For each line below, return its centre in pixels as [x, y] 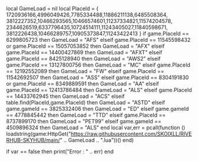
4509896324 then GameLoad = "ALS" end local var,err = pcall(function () [96, 127]
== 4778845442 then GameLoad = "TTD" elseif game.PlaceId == [86, 115]
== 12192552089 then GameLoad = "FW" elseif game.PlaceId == [85, 71]
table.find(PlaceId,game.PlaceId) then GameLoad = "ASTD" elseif [86, 102]
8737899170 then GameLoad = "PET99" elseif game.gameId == [84, 121]
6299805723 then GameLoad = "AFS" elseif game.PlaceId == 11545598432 [98, 40]
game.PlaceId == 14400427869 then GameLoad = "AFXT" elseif [84, 52]
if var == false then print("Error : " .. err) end [60, 152]
